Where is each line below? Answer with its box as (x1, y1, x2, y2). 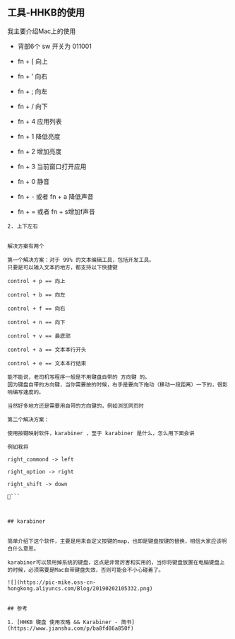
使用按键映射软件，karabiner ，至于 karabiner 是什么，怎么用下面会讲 (7, 430, 195, 437)
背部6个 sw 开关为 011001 (17, 42, 92, 50)
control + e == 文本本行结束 (7, 359, 87, 367)
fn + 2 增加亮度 (17, 147, 62, 156)
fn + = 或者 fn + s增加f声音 (17, 207, 95, 216)
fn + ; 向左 (17, 87, 48, 96)
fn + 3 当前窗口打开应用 (17, 162, 87, 171)
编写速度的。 (12, 388, 44, 396)
